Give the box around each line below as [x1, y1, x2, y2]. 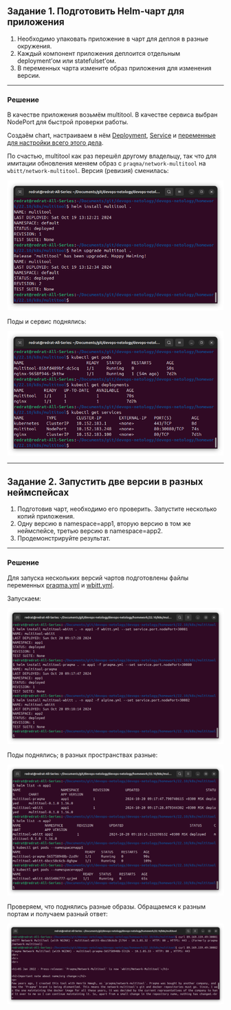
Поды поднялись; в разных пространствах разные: [7, 751, 158, 759]
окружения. [16, 41, 52, 50]
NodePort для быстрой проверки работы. [7, 118, 129, 126]
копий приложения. [16, 512, 75, 521]
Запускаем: [7, 594, 41, 603]
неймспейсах [7, 486, 69, 498]
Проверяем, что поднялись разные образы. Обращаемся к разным [7, 902, 206, 911]
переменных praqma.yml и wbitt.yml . [7, 580, 115, 589]
